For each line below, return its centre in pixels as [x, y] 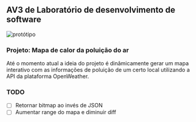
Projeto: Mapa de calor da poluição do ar [68, 50]
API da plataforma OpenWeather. [48, 76]
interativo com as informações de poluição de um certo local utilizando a [98, 70]
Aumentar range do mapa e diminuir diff [66, 112]
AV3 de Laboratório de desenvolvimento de [91, 10]
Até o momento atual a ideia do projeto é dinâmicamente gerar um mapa [97, 63]
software [24, 20]
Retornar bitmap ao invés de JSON [59, 106]
